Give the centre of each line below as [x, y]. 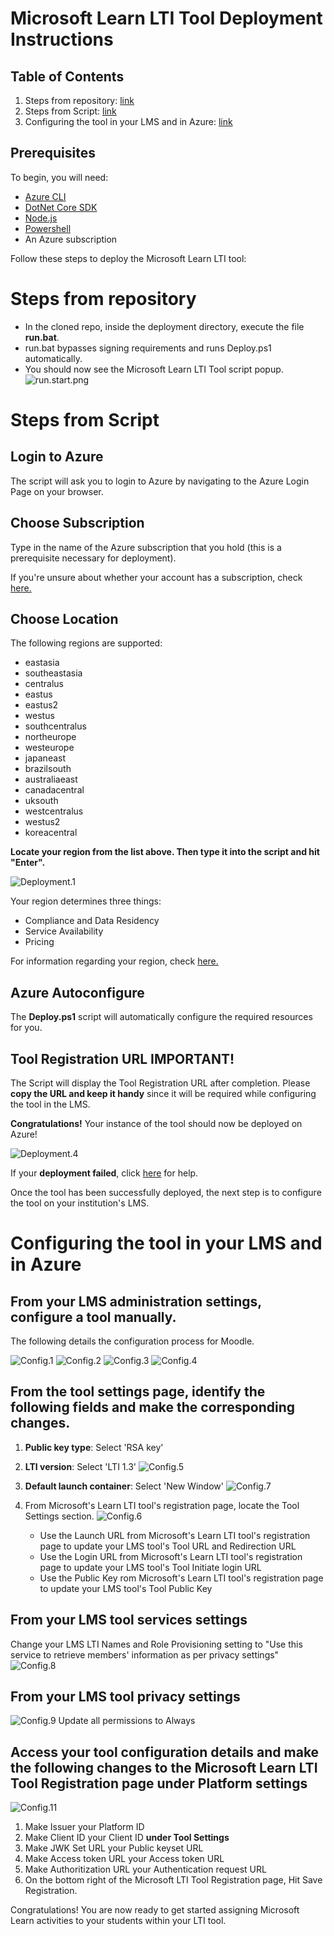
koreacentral [51, 833]
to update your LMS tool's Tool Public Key [126, 1588]
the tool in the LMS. [50, 1104]
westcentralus [54, 811]
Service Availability [64, 931]
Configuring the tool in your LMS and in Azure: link [128, 121]
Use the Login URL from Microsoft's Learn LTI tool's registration [171, 1556]
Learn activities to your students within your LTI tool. [118, 1921]
